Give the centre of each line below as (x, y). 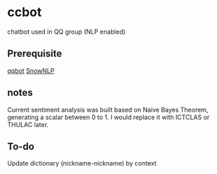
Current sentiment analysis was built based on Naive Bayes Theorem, (108, 109)
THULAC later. (28, 124)
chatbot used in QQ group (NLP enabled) (66, 32)
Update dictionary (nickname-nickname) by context (82, 163)
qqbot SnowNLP (31, 70)
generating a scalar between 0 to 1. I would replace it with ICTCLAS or (108, 117)
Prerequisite (35, 54)
